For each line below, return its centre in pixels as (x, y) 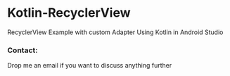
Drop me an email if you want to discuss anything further (90, 66)
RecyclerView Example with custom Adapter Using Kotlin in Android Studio (115, 32)
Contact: (23, 50)
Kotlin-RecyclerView (69, 13)
